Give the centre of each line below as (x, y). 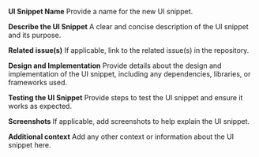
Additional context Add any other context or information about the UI (121, 136)
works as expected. (40, 106)
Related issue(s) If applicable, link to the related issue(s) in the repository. (129, 50)
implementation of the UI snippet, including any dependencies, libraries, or (129, 74)
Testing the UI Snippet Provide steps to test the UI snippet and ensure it (126, 97)
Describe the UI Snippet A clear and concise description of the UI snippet (128, 26)
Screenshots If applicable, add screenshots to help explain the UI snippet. (129, 121)
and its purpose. (35, 35)
